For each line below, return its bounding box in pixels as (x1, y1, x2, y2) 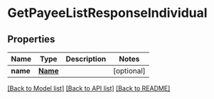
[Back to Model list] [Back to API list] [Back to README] (7, 84, 171, 93)
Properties (7, 33, 55, 45)
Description (65, 54, 107, 64)
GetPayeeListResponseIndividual (7, 5, 208, 21)
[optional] (112, 66, 146, 76)
